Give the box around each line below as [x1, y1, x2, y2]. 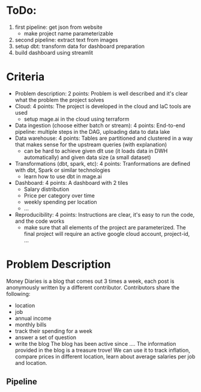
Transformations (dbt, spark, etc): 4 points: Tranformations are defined [14, 160, 190, 167]
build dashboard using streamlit [14, 49, 94, 56]
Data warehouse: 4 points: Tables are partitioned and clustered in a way [14, 134, 193, 142]
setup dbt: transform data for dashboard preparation [14, 43, 145, 50]
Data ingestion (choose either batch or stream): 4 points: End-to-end [14, 121, 185, 129]
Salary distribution [23, 185, 70, 193]
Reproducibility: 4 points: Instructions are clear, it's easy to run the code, [14, 211, 195, 218]
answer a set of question [14, 334, 77, 341]
